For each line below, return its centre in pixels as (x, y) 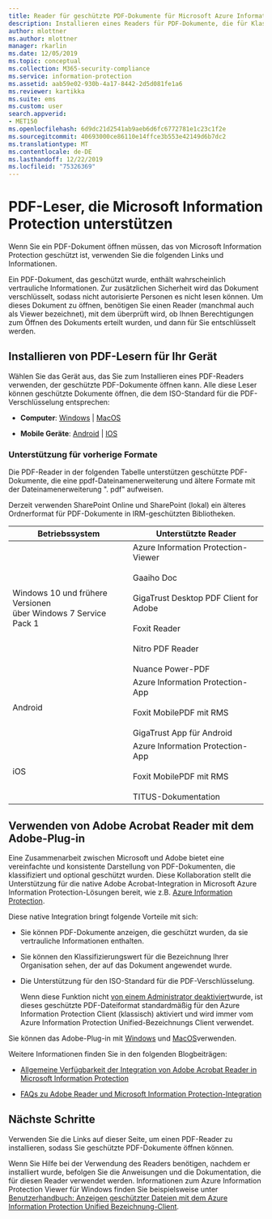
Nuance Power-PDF (171, 669)
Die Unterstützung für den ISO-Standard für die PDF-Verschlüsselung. (137, 981)
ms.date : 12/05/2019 (43, 54)
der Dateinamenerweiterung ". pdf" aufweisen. (86, 489)
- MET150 (23, 122)
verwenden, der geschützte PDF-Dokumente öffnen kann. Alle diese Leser (133, 384)
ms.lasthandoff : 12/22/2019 (56, 159)
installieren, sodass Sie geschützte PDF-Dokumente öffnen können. (121, 1148)
